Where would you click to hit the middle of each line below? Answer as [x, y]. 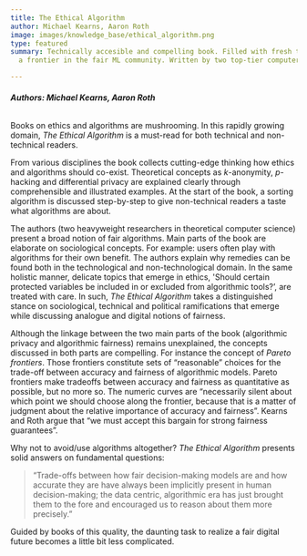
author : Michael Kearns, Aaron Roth [80, 26]
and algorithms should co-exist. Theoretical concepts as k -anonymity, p [145, 172]
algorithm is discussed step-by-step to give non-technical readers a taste [148, 201]
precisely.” [52, 514]
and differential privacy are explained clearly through [141, 182]
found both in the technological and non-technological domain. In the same [152, 268]
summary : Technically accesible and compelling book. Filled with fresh [151, 52]
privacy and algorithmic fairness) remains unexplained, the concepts [139, 344]
